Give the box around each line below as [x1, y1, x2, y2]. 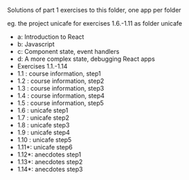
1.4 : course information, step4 [17, 91, 105, 100]
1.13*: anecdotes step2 [17, 158, 83, 165]
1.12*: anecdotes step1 [17, 150, 82, 159]
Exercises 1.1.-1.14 [17, 62, 68, 70]
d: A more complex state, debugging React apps [17, 55, 156, 63]
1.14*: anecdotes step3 [17, 165, 83, 173]
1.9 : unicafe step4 [17, 128, 71, 136]
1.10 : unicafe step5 [17, 136, 72, 144]
